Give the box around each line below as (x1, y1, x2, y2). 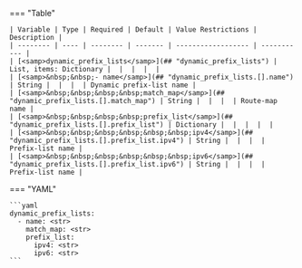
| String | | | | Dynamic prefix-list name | (9, 81, 197, 90)
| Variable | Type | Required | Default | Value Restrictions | (9, 25, 258, 34)
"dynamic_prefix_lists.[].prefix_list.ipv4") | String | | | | (9, 136, 266, 145)
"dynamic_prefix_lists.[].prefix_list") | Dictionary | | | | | (9, 120, 274, 129)
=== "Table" (9, 8, 56, 18)
